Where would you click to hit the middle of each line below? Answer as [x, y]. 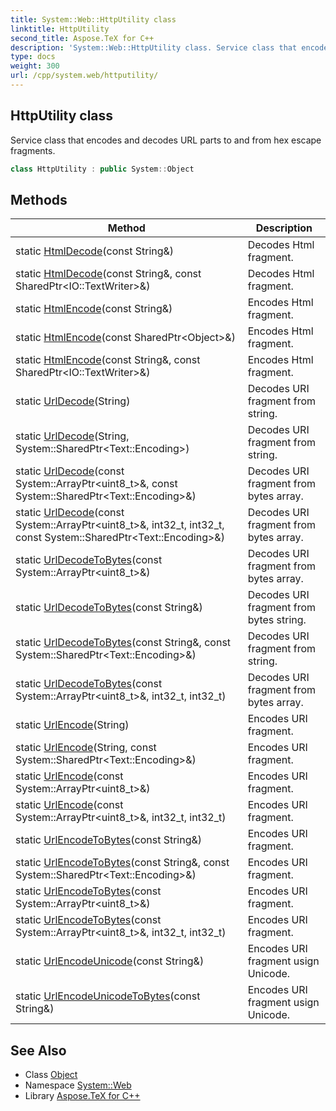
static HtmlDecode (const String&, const [108, 274]
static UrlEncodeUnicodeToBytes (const [108, 996]
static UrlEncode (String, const [86, 748]
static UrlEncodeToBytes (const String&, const [122, 863]
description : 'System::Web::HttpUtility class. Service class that [154, 47]
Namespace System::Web [78, 1085]
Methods [39, 199]
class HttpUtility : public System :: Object [102, 169]
